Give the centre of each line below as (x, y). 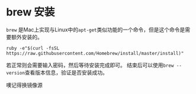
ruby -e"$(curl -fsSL (33, 48)
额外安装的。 (27, 37)
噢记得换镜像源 (24, 85)
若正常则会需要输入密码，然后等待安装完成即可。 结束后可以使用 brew (90, 65)
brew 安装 (30, 12)
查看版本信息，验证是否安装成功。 (66, 72)
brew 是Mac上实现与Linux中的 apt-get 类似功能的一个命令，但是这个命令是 (96, 30)
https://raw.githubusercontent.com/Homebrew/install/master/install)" (95, 53)
